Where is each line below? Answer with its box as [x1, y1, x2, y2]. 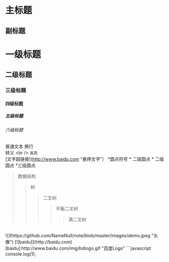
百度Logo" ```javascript [103, 245, 151, 251]
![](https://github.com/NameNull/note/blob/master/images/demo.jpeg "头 [5, 233, 158, 239]
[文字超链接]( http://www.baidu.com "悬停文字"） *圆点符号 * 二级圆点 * [5, 156, 154, 162]
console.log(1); [5, 251, 37, 257]
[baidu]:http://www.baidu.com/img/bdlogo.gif [5, 245, 100, 251]
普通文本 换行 [5, 143, 33, 150]
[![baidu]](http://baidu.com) [14, 239, 73, 245]
